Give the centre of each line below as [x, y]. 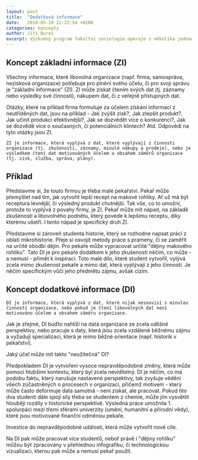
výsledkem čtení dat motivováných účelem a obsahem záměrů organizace [95, 153]
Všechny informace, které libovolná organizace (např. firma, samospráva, [95, 77]
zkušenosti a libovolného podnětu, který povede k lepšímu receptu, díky [93, 216]
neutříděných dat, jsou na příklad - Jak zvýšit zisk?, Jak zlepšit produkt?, [94, 113]
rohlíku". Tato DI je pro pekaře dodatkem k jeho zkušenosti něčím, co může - [99, 252]
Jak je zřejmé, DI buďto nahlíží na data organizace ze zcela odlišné [87, 324]
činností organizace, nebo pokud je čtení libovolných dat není [87, 308]
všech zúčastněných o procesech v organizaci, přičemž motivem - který [94, 385]
